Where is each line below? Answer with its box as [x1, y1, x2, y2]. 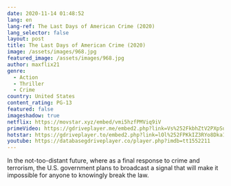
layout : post [7, 36, 45, 43]
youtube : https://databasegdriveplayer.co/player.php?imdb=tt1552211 [7, 138, 211, 145]
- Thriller [13, 80, 45, 87]
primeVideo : [7, 125, 41, 132]
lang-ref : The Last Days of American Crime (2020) [7, 23, 155, 30]
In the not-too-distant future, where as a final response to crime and [7, 156, 201, 165]
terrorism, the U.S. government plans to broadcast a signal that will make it [7, 164, 219, 172]
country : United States [7, 93, 76, 100]
